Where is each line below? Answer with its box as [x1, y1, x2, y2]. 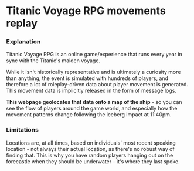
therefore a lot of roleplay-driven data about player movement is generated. [6, 81, 189, 88]
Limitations [6, 126, 39, 134]
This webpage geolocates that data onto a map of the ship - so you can [6, 99, 183, 106]
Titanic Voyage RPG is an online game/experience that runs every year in [6, 51, 183, 58]
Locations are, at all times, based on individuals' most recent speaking [6, 139, 176, 146]
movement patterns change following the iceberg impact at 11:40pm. [6, 111, 172, 118]
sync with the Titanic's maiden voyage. [6, 57, 101, 64]
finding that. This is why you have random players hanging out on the [6, 152, 173, 159]
